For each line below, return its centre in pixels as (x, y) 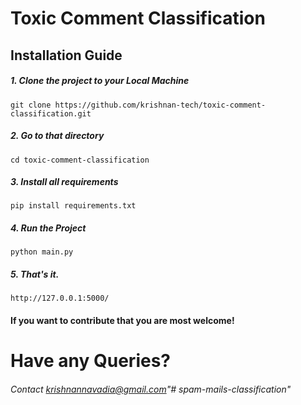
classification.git (51, 113)
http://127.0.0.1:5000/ (60, 298)
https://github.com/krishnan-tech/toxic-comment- (160, 105)
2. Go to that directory (57, 136)
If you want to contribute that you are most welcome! (122, 321)
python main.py (42, 252)
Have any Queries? (90, 361)
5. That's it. (35, 274)
